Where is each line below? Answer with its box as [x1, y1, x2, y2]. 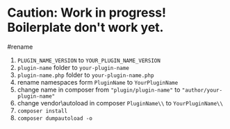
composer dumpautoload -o [17, 114, 92, 122]
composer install [17, 108, 68, 114]
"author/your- [181, 87, 223, 94]
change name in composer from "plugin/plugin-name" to [17, 85, 181, 94]
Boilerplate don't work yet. [7, 19, 164, 35]
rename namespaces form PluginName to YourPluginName [17, 78, 179, 86]
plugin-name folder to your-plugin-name [17, 63, 130, 71]
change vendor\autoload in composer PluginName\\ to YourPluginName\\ [17, 98, 224, 107]
